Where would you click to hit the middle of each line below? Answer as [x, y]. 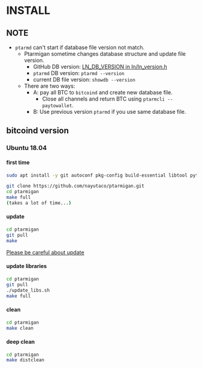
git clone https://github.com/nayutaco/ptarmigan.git [76, 186]
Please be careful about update [45, 252]
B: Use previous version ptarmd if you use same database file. [109, 112]
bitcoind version [38, 131]
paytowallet [57, 106]
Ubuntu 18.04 [27, 148]
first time [18, 162]
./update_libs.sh [28, 290]
